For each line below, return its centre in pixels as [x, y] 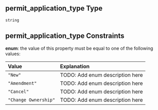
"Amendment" [22, 83]
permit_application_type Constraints [65, 36]
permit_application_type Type [54, 8]
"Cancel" [18, 91]
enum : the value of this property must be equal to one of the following [79, 48]
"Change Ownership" [31, 100]
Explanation [75, 66]
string [12, 20]
